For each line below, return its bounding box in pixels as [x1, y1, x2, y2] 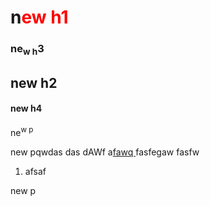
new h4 [10, 102, 43, 115]
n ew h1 [10, 6, 69, 29]
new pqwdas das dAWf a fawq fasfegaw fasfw [10, 146, 200, 158]
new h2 [10, 74, 58, 91]
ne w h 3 [10, 42, 45, 58]
